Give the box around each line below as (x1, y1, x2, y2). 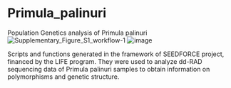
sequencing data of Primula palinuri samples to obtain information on (7, 65, 210, 73)
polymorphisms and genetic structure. (7, 72, 120, 81)
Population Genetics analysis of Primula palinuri (7, 28, 148, 37)
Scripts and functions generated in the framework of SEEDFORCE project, (7, 50, 225, 58)
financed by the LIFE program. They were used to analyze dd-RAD (7, 57, 202, 65)
